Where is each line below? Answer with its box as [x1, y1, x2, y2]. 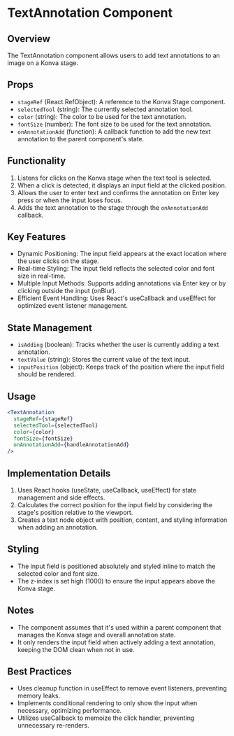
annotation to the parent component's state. [17, 134, 145, 143]
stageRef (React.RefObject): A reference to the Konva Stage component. [17, 97, 226, 106]
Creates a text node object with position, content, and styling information [17, 516, 228, 524]
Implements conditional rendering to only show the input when [17, 699, 198, 707]
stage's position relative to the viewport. [17, 509, 133, 516]
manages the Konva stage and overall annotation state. [17, 630, 176, 639]
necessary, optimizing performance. [17, 707, 122, 715]
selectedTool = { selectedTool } [13, 422, 98, 429]
